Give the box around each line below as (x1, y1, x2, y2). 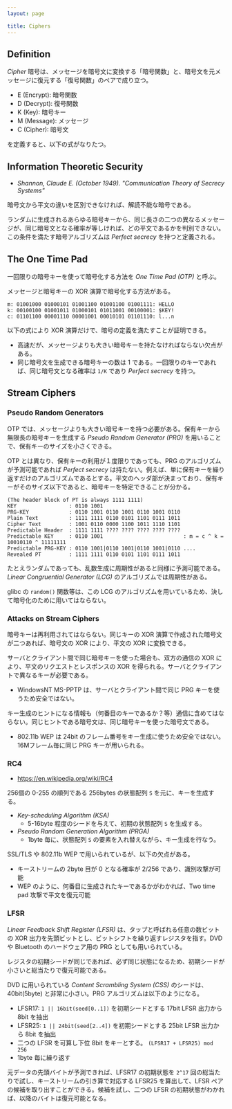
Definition (7, 48, 50, 60)
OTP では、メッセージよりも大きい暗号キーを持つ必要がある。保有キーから (7, 424, 221, 433)
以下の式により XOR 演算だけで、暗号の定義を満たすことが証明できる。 (7, 326, 211, 334)
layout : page (7, 10, 45, 17)
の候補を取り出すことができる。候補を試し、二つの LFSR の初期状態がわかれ (7, 1085, 225, 1094)
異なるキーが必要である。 (19, 671, 92, 679)
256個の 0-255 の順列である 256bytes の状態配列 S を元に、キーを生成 (7, 788, 209, 797)
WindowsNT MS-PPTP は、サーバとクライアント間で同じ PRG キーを (17, 685, 214, 694)
